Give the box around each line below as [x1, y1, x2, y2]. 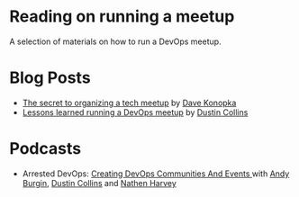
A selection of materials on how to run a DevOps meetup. [9, 36, 222, 47]
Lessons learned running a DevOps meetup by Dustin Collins [22, 106, 249, 118]
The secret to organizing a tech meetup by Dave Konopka [22, 97, 237, 108]
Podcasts [9, 139, 82, 159]
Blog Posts [9, 67, 92, 88]
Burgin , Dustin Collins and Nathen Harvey [22, 177, 177, 188]
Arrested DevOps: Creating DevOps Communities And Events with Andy [22, 168, 290, 179]
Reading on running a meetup [9, 6, 235, 27]
